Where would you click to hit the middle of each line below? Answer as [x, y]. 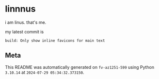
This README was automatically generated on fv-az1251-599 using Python [80, 67]
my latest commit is [24, 32]
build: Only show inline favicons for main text [55, 40]
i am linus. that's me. [26, 22]
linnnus [20, 9]
